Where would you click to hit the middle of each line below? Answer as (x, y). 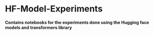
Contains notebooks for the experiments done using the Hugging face (77, 22)
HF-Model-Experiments (54, 9)
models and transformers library (38, 27)
